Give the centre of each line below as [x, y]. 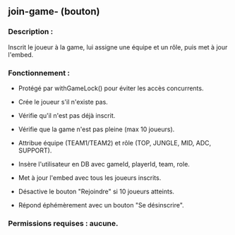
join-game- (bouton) [54, 12]
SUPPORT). [35, 150]
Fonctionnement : [39, 73]
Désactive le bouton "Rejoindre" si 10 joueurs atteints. [96, 191]
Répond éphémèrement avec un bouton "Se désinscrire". [101, 205]
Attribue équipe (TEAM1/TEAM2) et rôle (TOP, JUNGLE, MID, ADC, [115, 143]
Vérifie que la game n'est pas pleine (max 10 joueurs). [96, 129]
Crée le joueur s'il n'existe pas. [63, 102]
